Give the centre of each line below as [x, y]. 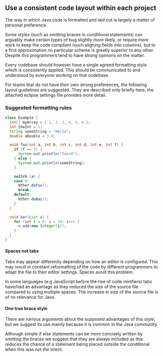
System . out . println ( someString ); [52, 163]
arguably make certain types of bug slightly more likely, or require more [77, 40]
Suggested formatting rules [39, 108]
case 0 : [21, 181]
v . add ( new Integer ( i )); [42, 226]
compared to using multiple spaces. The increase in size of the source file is [82, 292]
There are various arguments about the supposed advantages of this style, [80, 319]
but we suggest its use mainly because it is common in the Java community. [82, 324]
